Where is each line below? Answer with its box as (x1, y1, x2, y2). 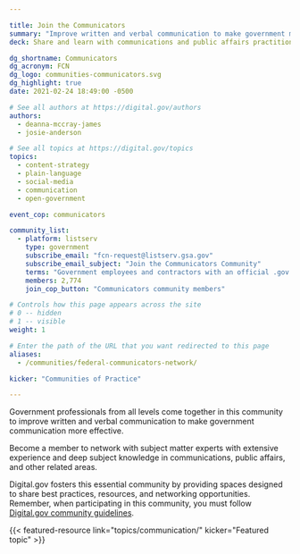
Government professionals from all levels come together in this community (9, 407, 284, 417)
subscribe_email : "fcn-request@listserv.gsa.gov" (25, 251, 214, 260)
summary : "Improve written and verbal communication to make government (9, 29, 286, 38)
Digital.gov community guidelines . (9, 508, 135, 518)
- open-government (17, 194, 87, 203)
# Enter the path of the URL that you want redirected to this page (9, 341, 270, 350)
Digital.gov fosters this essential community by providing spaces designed (9, 479, 283, 490)
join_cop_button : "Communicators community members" (25, 284, 226, 293)
